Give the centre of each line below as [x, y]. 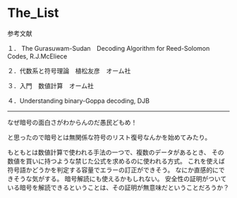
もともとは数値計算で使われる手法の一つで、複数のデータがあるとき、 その [116, 152]
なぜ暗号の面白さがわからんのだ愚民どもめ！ [72, 122]
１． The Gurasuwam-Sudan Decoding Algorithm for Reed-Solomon [109, 48]
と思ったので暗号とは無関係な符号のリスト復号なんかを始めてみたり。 [109, 137]
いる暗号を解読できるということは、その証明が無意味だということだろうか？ [118, 187]
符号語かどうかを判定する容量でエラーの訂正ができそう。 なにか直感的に [113, 170]
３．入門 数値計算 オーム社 [50, 85]
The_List [33, 13]
